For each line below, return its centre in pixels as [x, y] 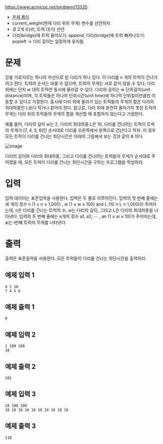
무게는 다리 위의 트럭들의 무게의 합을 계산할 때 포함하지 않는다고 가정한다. [74, 113]
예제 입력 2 [20, 335]
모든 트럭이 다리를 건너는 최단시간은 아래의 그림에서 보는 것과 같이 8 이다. [74, 136]
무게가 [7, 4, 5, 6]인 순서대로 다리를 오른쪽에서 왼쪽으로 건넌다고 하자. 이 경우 [83, 130]
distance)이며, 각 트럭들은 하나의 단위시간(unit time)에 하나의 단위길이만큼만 [78, 95]
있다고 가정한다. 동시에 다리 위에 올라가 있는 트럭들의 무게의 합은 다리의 [87, 101]
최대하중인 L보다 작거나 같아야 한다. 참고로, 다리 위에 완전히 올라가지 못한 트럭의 [81, 108]
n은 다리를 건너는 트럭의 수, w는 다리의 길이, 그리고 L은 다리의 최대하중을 [84, 210]
